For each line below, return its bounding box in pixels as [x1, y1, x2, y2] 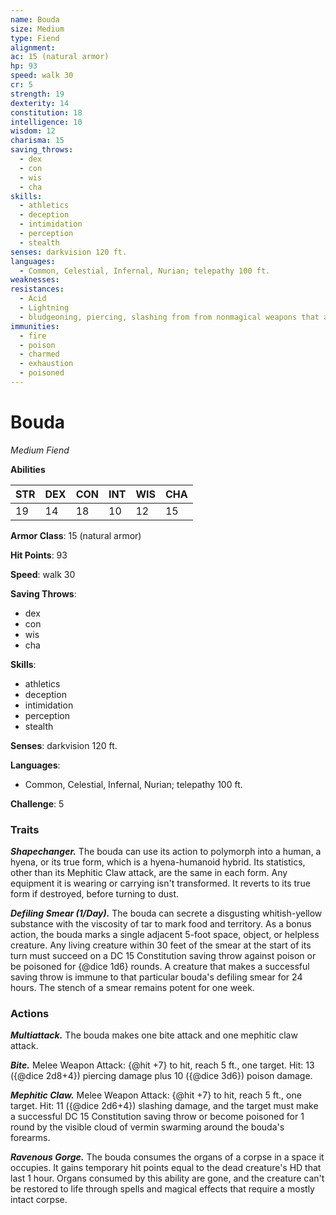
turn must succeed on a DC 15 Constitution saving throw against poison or [10, 950, 317, 962]
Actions [10, 1007, 50, 1021]
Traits [10, 822, 40, 836]
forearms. [10, 1132, 51, 1144]
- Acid [19, 294, 47, 304]
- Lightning [19, 303, 70, 313]
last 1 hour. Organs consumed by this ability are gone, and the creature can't [10, 1172, 325, 1185]
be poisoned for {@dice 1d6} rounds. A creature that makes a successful [10, 961, 310, 973]
